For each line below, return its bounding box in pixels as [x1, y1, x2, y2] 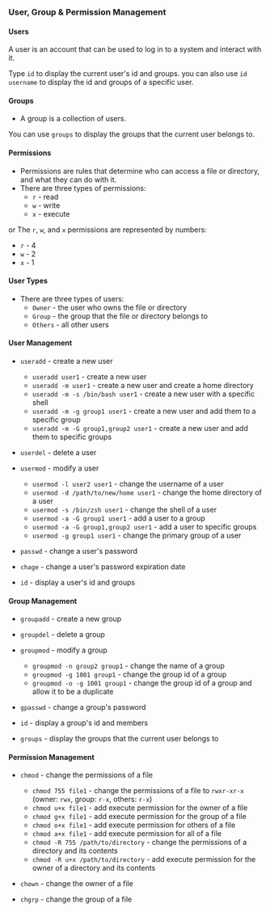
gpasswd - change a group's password [19, 703, 146, 712]
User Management [8, 338, 73, 348]
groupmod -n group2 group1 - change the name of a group [32, 661, 225, 671]
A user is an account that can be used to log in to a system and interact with [8, 44, 262, 54]
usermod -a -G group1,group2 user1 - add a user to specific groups [32, 521, 257, 531]
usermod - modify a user [19, 463, 99, 473]
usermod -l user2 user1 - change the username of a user [32, 479, 224, 488]
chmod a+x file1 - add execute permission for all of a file [32, 829, 222, 838]
